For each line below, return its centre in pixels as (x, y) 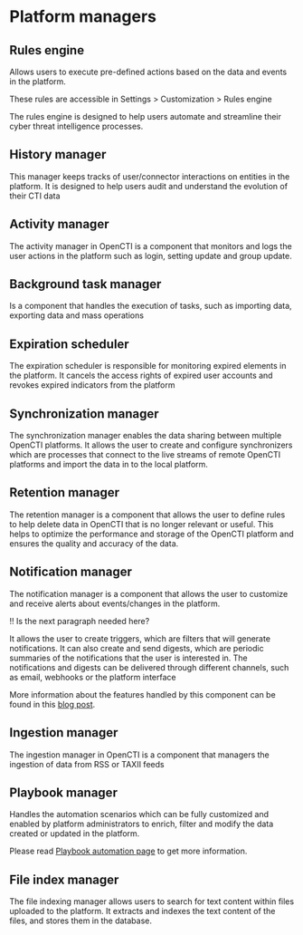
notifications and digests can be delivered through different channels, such (149, 667)
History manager (58, 154)
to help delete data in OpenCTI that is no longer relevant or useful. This (142, 524)
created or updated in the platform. (75, 834)
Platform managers (83, 17)
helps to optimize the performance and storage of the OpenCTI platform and (151, 534)
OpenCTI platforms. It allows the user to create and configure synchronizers (151, 445)
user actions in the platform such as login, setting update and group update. (151, 255)
